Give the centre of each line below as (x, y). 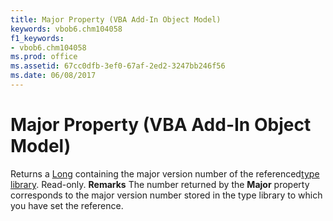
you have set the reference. (67, 205)
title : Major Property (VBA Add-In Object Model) (116, 19)
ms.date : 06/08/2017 (53, 76)
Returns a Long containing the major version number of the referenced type (165, 173)
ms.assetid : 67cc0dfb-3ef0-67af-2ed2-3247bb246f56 (118, 66)
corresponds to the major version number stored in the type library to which (166, 195)
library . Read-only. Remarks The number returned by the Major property (160, 184)
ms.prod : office (44, 57)
